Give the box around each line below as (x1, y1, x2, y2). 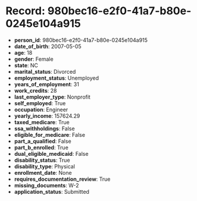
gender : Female (14, 55, 54, 62)
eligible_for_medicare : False (14, 131, 86, 138)
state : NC (14, 61, 39, 69)
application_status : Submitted (14, 188, 90, 195)
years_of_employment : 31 (14, 80, 80, 87)
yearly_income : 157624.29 (14, 112, 80, 120)
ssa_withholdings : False (14, 125, 75, 132)
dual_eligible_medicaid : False (14, 150, 89, 157)
